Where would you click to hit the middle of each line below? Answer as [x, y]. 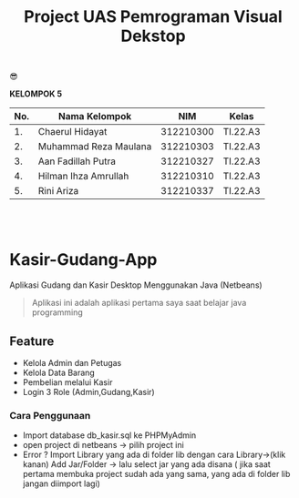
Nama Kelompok [95, 117]
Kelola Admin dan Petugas [72, 362]
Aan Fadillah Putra [77, 161]
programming [57, 312]
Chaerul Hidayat [72, 132]
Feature [32, 341]
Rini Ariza [58, 191]
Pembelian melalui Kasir [67, 382]
